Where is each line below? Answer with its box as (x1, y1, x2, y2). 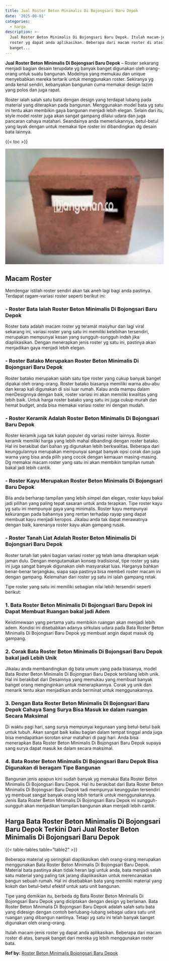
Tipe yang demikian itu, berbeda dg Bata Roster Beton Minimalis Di (5, 893, 144, 899)
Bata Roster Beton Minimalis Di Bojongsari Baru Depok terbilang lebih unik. (5, 671, 160, 677)
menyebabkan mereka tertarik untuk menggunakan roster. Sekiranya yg (5, 76, 154, 82)
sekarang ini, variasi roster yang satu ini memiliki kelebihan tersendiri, (5, 329, 149, 335)
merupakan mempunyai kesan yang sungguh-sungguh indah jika (5, 334, 140, 340)
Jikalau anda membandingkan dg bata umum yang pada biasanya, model (5, 666, 157, 672)
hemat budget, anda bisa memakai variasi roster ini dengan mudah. (5, 402, 145, 408)
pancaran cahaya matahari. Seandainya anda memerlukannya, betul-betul (5, 118, 158, 124)
